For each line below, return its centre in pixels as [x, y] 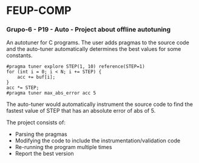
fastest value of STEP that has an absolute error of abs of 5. [81, 111]
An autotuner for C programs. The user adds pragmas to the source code [98, 42]
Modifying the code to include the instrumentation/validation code [98, 141]
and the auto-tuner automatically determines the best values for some [94, 49]
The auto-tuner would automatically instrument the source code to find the [99, 104]
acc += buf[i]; [36, 77]
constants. [19, 56]
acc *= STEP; [23, 88]
